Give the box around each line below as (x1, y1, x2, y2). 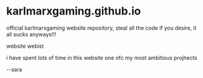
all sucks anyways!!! (6, 30, 56, 37)
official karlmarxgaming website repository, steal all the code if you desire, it (6, 24, 197, 31)
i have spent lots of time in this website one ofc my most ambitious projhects (6, 54, 198, 61)
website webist (6, 42, 44, 50)
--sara (6, 65, 22, 73)
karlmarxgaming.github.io (6, 4, 141, 18)
